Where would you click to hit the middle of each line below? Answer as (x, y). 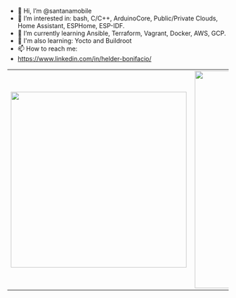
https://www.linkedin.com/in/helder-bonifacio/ (84, 59)
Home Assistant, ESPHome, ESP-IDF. (71, 26)
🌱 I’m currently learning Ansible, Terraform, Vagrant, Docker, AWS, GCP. (122, 33)
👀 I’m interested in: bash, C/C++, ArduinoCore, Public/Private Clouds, (118, 18)
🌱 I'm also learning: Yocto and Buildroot (74, 41)
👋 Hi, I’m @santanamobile (54, 11)
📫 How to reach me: (47, 48)
